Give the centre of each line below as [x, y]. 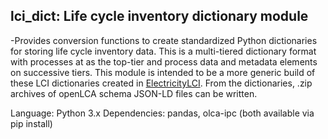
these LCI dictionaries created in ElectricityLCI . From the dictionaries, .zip [161, 83]
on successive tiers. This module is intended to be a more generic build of [163, 72]
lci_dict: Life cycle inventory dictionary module [159, 16]
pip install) [31, 123]
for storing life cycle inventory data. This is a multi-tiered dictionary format [163, 51]
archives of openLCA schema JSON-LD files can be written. [134, 93]
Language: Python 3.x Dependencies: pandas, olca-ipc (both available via [162, 113]
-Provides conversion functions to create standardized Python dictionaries [164, 40]
